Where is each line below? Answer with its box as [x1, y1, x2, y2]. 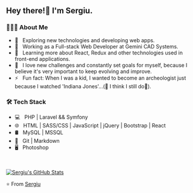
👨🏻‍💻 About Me [6, 23, 48, 32]
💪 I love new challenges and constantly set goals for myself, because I [14, 61, 188, 68]
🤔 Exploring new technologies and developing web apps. [14, 36, 155, 44]
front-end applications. [14, 55, 70, 62]
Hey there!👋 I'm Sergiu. [6, 6, 93, 16]
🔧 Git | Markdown [14, 137, 60, 144]
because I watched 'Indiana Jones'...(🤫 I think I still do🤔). [14, 82, 151, 89]
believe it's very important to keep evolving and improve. [14, 68, 153, 75]
